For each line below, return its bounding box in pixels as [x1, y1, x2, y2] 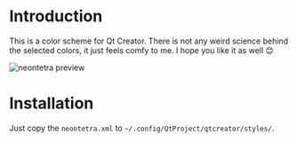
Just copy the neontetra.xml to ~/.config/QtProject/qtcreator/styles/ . [9, 122, 275, 133]
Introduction [9, 6, 103, 27]
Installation [9, 93, 94, 114]
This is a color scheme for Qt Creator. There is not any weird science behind [9, 35, 289, 46]
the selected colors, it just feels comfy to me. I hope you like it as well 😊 [9, 44, 274, 55]
